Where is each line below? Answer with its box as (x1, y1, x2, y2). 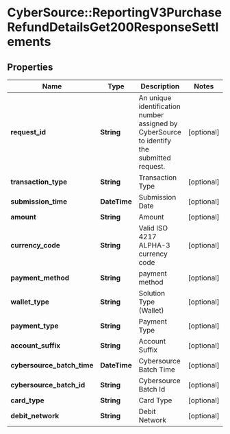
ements (7, 34, 51, 49)
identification (138, 101, 181, 111)
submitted (138, 153, 171, 162)
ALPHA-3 (138, 241, 170, 250)
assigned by (138, 119, 178, 128)
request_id (10, 128, 47, 136)
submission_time (10, 197, 67, 206)
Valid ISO (138, 224, 168, 232)
